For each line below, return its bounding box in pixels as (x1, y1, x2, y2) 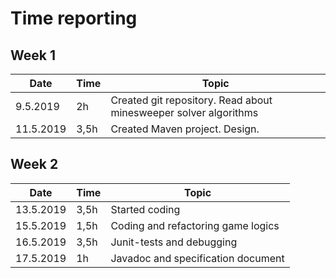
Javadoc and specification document (110, 251, 285, 265)
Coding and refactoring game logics (110, 218, 280, 232)
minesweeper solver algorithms (110, 106, 259, 119)
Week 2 (10, 156, 59, 173)
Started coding (110, 202, 181, 216)
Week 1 (10, 47, 56, 64)
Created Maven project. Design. (110, 122, 260, 136)
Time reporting (10, 7, 138, 30)
